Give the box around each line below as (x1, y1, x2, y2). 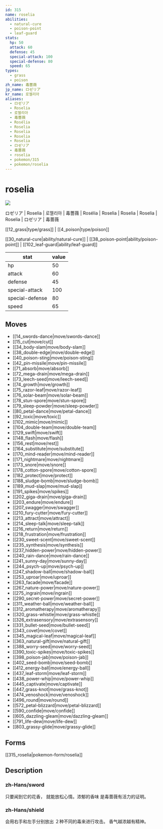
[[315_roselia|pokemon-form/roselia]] (5, 752, 83, 758)
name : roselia (5, 12, 35, 17)
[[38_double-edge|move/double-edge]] (12, 349, 95, 355)
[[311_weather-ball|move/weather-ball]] (12, 601, 95, 607)
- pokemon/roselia (10, 162, 49, 167)
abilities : (5, 17, 28, 22)
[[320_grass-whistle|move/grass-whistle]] (12, 612, 100, 618)
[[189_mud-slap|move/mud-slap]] (12, 483, 83, 489)
